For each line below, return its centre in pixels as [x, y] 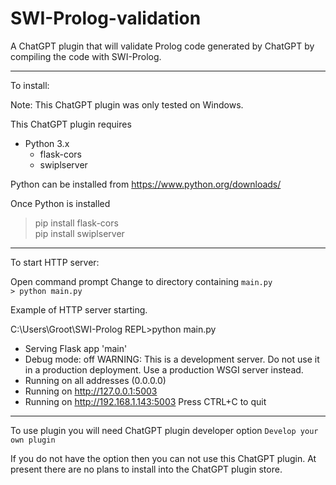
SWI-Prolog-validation [106, 18]
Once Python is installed [60, 203]
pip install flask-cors [76, 223]
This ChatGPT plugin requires [71, 124]
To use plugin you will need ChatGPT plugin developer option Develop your [164, 430]
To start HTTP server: [55, 262]
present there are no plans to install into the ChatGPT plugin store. [146, 469]
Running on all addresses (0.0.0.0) [95, 380]
